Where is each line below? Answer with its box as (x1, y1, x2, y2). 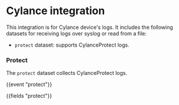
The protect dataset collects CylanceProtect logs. (6, 70, 128, 77)
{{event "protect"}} (6, 81, 52, 88)
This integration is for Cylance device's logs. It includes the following (6, 24, 174, 31)
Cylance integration (6, 4, 105, 18)
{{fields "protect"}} (6, 93, 52, 100)
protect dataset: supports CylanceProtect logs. (14, 41, 130, 48)
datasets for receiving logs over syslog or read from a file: (6, 29, 147, 37)
